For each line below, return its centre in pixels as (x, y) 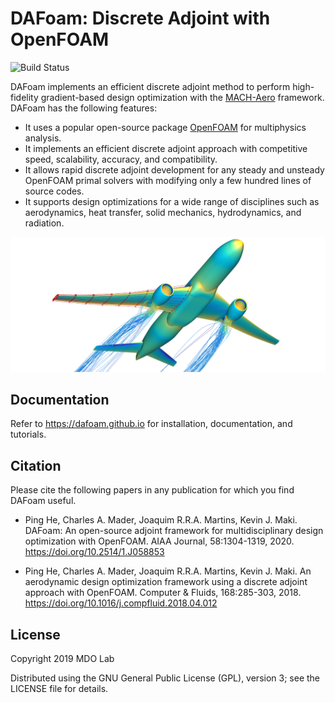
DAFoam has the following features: (84, 108)
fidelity (24, 97)
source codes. (54, 191)
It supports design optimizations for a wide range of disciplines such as (172, 201)
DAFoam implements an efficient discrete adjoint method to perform (150, 86)
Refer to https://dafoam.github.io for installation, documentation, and (151, 424)
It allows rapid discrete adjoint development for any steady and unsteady (174, 169)
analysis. (43, 138)
